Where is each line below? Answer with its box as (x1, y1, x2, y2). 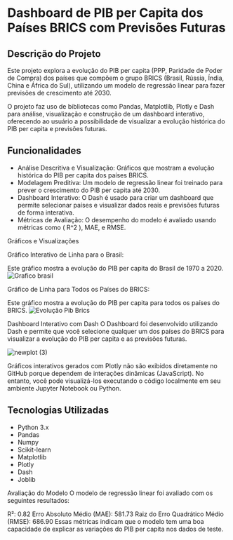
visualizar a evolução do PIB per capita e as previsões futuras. (7, 335, 187, 343)
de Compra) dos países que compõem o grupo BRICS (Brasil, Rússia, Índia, (7, 74, 225, 82)
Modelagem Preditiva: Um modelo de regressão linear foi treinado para (17, 178, 223, 187)
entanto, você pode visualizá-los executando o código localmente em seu (7, 377, 221, 385)
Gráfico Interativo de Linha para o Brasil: (7, 250, 124, 259)
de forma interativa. (17, 208, 75, 217)
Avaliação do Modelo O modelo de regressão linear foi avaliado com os (7, 489, 213, 497)
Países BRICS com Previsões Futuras (7, 20, 226, 36)
